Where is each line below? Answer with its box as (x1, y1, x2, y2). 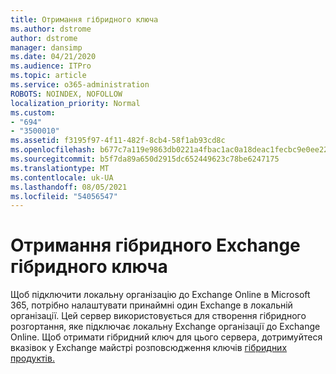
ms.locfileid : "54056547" (10, 191, 118, 201)
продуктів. (10, 352, 55, 365)
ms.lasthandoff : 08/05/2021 (10, 182, 128, 192)
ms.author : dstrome (10, 24, 92, 34)
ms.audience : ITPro (10, 61, 92, 71)
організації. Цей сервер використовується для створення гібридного (10, 310, 307, 322)
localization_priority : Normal (10, 98, 141, 108)
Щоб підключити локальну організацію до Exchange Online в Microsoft (10, 289, 311, 301)
